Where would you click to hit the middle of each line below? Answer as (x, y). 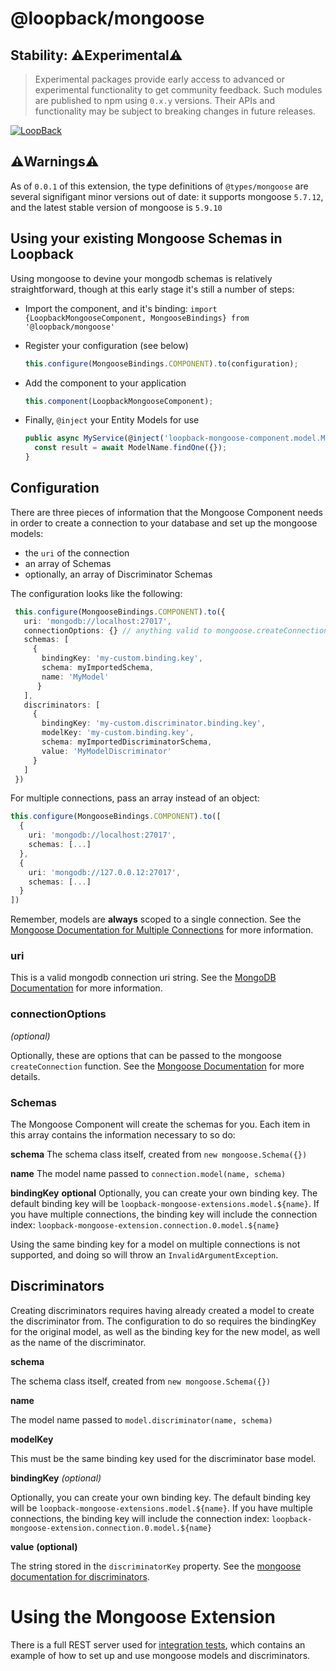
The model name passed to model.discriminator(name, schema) (141, 1419)
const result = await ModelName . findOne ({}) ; (131, 448)
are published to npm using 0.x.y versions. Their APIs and (155, 100)
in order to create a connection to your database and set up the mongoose (164, 523)
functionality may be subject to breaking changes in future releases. (175, 111)
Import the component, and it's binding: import (121, 308)
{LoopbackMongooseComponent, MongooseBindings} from (137, 318)
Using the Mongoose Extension (143, 1617)
